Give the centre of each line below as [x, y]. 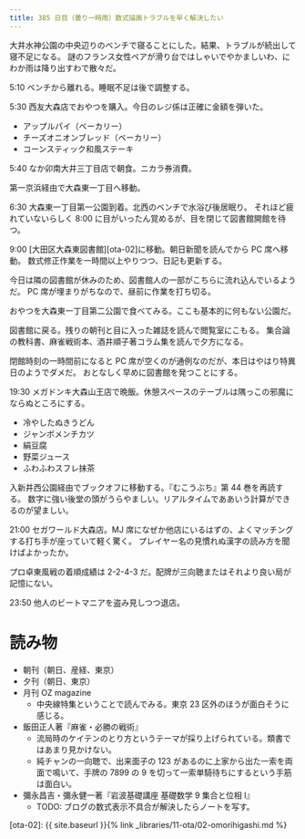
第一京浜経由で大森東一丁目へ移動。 [77, 187]
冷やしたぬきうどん [59, 422]
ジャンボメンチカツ [59, 433]
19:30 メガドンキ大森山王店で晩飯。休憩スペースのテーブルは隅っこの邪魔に [152, 391]
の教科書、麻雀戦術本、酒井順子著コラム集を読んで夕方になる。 [129, 341]
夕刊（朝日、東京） [59, 681]
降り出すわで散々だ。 [81, 67]
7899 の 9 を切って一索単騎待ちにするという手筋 [201, 772]
